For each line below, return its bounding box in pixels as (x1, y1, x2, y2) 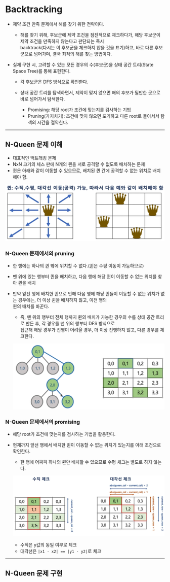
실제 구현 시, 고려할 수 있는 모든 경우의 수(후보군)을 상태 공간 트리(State (12, 61, 154, 67)
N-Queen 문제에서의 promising (5, 419, 80, 426)
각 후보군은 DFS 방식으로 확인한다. (20, 79, 89, 85)
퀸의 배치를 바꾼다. (12, 303, 50, 309)
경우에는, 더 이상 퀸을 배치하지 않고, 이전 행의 (18, 297, 107, 303)
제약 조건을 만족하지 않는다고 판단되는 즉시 (20, 38, 105, 44)
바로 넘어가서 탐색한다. (20, 95, 65, 102)
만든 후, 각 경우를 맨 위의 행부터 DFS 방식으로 (25, 320, 115, 326)
